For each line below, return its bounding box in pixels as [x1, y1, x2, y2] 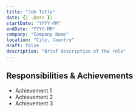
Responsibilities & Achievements [6, 71, 134, 81]
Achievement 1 [15, 87, 52, 94]
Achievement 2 [15, 93, 53, 100]
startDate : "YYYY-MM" [6, 20, 61, 26]
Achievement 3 [15, 99, 53, 107]
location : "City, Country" [6, 37, 75, 43]
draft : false [6, 43, 39, 49]
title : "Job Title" [6, 8, 56, 15]
